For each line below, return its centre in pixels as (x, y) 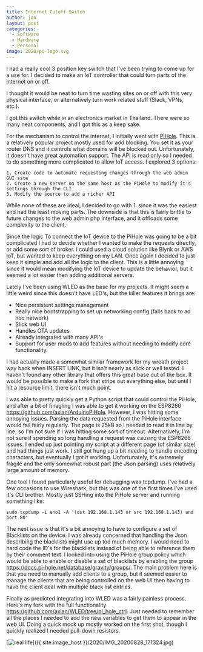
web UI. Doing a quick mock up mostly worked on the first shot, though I (97, 624)
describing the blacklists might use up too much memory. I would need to (98, 541)
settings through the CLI (39, 188)
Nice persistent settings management (62, 305)
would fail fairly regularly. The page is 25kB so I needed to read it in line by (99, 425)
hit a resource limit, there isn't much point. (59, 387)
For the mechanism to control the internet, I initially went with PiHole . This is (101, 136)
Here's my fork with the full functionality (56, 605)
